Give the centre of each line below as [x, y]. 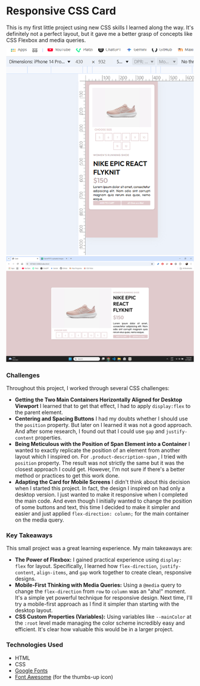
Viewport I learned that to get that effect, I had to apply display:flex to [103, 406]
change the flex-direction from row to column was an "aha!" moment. [100, 591]
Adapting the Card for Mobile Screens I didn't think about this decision [102, 482]
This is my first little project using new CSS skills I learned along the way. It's [100, 27]
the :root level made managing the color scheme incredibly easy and [100, 623]
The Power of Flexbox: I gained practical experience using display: [98, 560]
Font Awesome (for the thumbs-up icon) [64, 676]
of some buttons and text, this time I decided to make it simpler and [97, 507]
